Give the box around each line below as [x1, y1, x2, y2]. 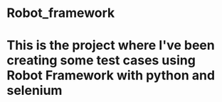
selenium [6, 83, 63, 98]
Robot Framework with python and [6, 67, 215, 84]
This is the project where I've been [6, 38, 215, 54]
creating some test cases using [6, 52, 196, 69]
